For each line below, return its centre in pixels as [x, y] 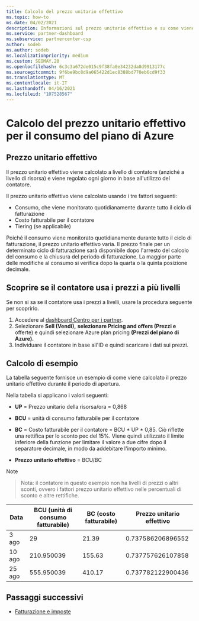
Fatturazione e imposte [43, 612]
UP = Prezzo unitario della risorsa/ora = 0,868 [71, 407]
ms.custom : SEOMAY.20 [33, 61]
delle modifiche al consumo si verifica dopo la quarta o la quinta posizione [97, 263]
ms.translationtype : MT [36, 77]
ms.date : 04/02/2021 [32, 22]
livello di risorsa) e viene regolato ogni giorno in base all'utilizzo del [88, 178]
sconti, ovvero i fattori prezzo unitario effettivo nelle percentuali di [101, 489]
